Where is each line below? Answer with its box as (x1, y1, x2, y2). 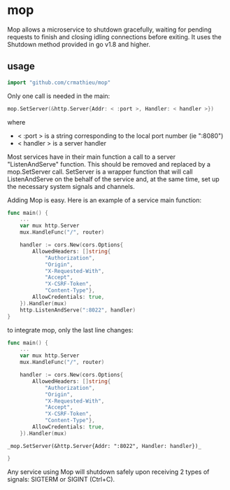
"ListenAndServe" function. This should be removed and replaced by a (7, 160, 211, 168)
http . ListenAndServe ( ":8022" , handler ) (20, 307, 136, 314)
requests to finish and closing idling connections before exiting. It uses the (7, 32, 222, 41)
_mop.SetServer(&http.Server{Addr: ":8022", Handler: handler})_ (7, 442, 201, 449)
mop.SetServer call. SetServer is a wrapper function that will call (7, 167, 194, 176)
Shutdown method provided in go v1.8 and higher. (7, 40, 150, 48)
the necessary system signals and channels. (7, 182, 135, 190)
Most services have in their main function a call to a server (7, 153, 176, 161)
